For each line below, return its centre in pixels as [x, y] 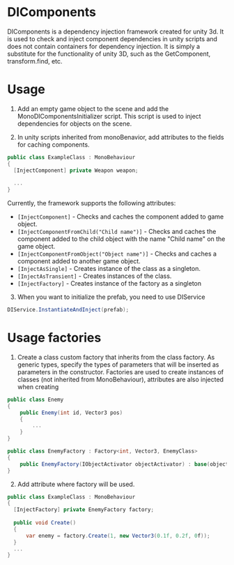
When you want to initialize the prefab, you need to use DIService [111, 297]
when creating [38, 387]
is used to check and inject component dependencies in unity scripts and [112, 38]
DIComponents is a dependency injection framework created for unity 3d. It [116, 31]
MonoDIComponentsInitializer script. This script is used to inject [109, 116]
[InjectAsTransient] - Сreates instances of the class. [94, 276]
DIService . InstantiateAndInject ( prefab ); [68, 310]
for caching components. [53, 145]
